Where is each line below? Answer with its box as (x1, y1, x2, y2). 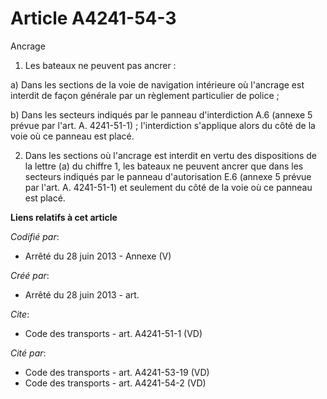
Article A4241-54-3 (10, 7, 177, 30)
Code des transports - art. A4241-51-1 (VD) (24, 327, 203, 339)
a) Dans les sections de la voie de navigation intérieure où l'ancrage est (10, 78, 305, 91)
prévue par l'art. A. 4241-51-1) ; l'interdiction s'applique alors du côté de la (10, 119, 316, 131)
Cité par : (10, 347, 47, 359)
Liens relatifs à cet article (10, 211, 118, 223)
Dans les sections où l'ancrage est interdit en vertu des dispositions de (24, 149, 318, 161)
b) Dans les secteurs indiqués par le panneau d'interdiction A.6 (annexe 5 (10, 108, 313, 121)
